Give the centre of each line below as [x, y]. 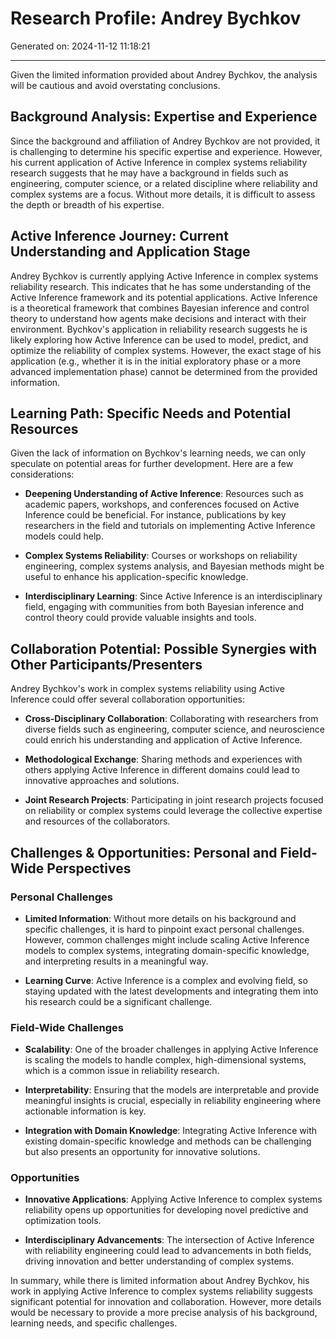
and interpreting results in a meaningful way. [116, 961]
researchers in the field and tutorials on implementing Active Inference [170, 526]
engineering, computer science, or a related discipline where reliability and [164, 183]
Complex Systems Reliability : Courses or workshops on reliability [161, 556]
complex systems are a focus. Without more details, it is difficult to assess [163, 194]
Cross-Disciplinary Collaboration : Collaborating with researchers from [171, 719]
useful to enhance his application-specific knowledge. [136, 577]
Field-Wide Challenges [67, 1027]
